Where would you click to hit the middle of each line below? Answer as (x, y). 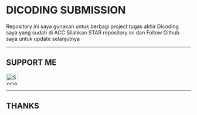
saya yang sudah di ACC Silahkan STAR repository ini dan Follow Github (93, 32)
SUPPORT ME (31, 63)
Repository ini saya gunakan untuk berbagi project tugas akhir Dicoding (92, 26)
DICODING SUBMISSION (66, 10)
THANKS (23, 106)
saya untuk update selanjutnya (43, 39)
